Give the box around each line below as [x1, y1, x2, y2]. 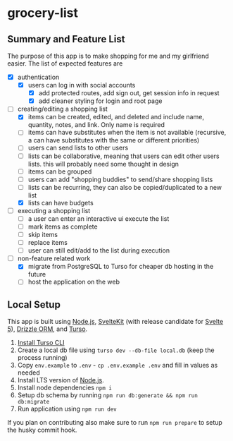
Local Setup [7, 298, 61, 310]
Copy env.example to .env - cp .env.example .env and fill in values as [17, 361, 218, 370]
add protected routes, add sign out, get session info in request [38, 89, 220, 97]
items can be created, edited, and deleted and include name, [27, 113, 204, 121]
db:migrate [17, 399, 50, 406]
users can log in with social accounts [27, 81, 136, 90]
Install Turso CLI [17, 339, 65, 347]
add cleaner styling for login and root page [38, 97, 163, 105]
